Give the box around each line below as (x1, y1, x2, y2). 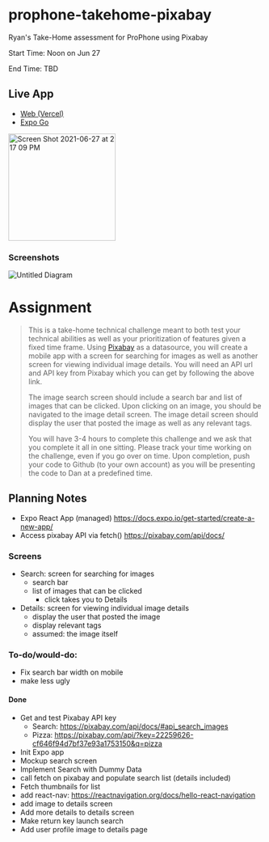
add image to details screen (19, 798, 113, 808)
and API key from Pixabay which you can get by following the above (27, 368, 254, 378)
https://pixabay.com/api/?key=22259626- (54, 730, 194, 739)
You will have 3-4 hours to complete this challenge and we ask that (27, 434, 252, 443)
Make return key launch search (19, 815, 124, 826)
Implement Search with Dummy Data (19, 764, 143, 774)
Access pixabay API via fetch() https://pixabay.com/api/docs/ (19, 530, 225, 539)
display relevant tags (32, 620, 102, 630)
